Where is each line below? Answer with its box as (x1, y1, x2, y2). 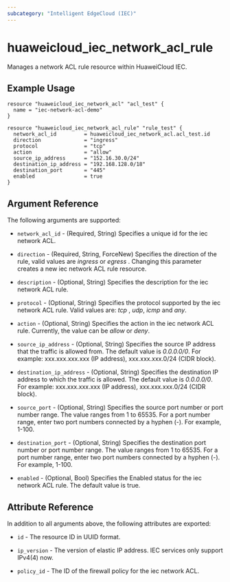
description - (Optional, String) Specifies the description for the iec (16, 278, 209, 287)
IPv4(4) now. (16, 554, 54, 561)
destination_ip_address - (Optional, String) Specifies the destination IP (16, 368, 218, 376)
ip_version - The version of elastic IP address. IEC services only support (16, 546, 223, 554)
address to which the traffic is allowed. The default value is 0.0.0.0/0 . (16, 375, 213, 384)
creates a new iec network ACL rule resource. (16, 264, 147, 273)
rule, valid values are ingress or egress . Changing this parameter (16, 258, 202, 266)
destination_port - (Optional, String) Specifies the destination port (16, 439, 207, 447)
